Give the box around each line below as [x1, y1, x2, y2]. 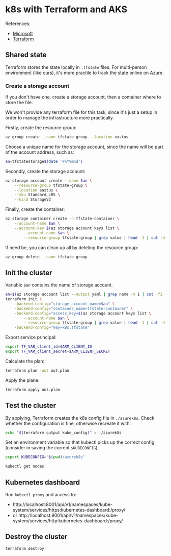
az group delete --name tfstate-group [5, 254, 88, 259]
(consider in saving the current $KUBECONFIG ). [5, 445, 99, 451]
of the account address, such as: [5, 149, 74, 155]
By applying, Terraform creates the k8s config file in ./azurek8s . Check [5, 415, 155, 421]
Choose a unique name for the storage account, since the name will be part [5, 143, 164, 150]
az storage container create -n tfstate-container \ [5, 216, 120, 222]
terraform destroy [5, 546, 44, 551]
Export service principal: [5, 334, 57, 341]
